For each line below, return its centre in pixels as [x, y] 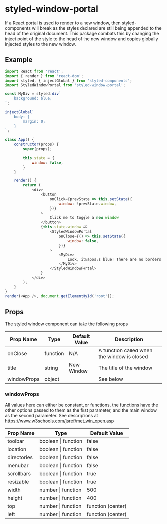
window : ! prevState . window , [87, 204]
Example [19, 60]
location [17, 449]
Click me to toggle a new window [84, 218]
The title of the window [125, 368]
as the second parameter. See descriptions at [52, 416]
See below [111, 379]
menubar [18, 466]
